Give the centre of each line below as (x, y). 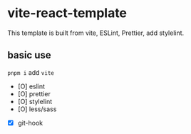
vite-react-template (67, 13)
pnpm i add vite (31, 72)
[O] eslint (31, 86)
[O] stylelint (35, 101)
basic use (29, 55)
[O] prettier (34, 93)
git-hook (30, 123)
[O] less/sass (37, 109)
